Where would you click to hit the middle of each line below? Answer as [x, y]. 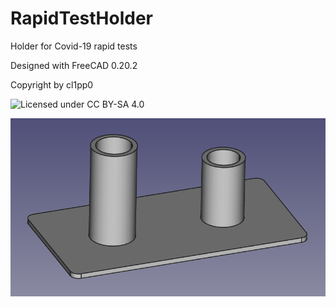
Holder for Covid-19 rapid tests [74, 46]
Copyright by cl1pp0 [52, 84]
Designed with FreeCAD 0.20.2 [74, 65]
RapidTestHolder [81, 18]
